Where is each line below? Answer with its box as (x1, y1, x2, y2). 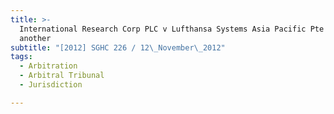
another (19, 33, 52, 43)
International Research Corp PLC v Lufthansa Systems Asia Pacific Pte (19, 24, 325, 34)
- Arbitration (19, 61, 78, 71)
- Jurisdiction (19, 80, 83, 90)
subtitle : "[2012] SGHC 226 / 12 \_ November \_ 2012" (10, 42, 226, 53)
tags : (10, 52, 33, 62)
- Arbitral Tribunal (19, 71, 105, 81)
